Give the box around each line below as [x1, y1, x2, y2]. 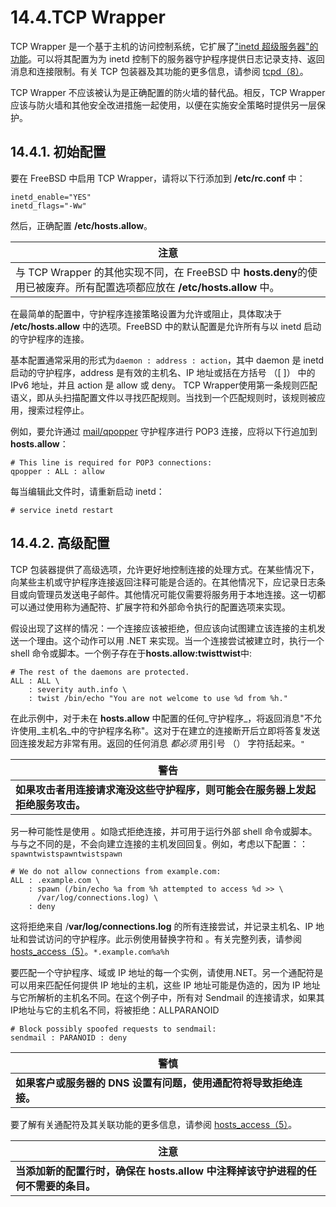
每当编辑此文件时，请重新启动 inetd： [10, 485, 165, 497]
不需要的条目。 [25, 1179, 97, 1193]
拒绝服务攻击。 [15, 797, 87, 811]
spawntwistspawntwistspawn [10, 849, 123, 859]
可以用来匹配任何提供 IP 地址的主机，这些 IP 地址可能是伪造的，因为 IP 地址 [10, 979, 321, 991]
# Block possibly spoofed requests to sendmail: [10, 1024, 217, 1034]
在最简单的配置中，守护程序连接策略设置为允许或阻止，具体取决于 [10, 307, 282, 320]
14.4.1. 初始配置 [10, 144, 107, 161]
